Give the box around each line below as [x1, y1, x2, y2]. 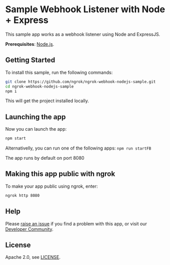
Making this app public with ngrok [5, 169, 116, 179]
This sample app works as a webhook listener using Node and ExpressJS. [5, 31, 160, 37]
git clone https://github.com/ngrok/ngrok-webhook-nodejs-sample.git [5, 79, 156, 84]
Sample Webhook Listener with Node [5, 4, 165, 15]
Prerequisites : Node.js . [5, 41, 54, 47]
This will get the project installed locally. [5, 98, 89, 104]
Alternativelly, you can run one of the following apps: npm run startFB [5, 145, 152, 151]
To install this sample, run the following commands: [5, 69, 113, 75]
